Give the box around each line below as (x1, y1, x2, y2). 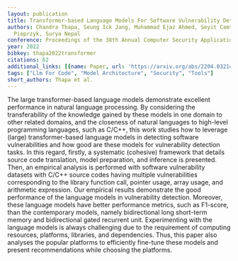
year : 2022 (7, 43, 40, 50)
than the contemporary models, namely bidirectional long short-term (7, 208, 208, 216)
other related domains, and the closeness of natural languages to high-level (7, 118, 228, 127)
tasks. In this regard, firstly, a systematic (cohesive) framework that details (7, 148, 225, 156)
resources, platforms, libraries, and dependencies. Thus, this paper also (7, 231, 217, 239)
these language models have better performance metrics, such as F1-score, (7, 201, 229, 209)
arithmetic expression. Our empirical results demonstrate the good (7, 185, 202, 195)
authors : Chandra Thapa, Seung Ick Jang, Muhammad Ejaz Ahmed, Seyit (7, 23, 217, 30)
